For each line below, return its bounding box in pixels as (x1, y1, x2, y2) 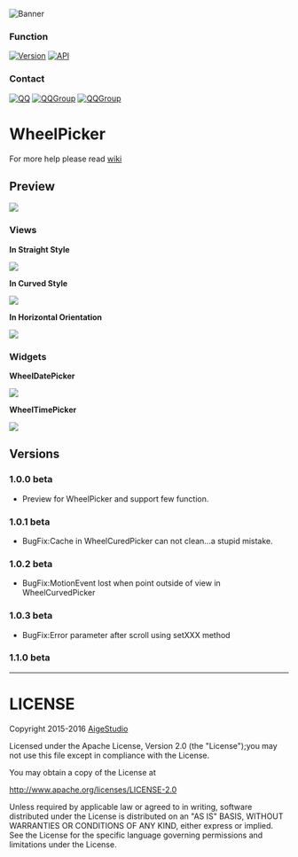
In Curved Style (9, 277, 68, 288)
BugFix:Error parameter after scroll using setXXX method (21, 629, 231, 640)
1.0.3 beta (9, 610, 53, 622)
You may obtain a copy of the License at (9, 767, 157, 777)
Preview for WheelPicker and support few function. (21, 493, 209, 504)
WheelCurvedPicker (21, 588, 96, 598)
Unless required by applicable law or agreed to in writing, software (9, 801, 253, 812)
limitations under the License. (9, 838, 117, 850)
